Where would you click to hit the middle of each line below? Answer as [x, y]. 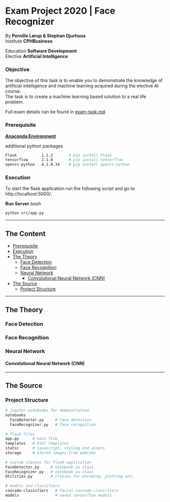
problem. [15, 102]
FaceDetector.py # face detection [51, 420]
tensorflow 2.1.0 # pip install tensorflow [64, 160]
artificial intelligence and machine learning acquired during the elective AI [82, 86]
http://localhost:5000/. [29, 194]
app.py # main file [31, 439]
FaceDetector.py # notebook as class [50, 467]
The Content [25, 234]
